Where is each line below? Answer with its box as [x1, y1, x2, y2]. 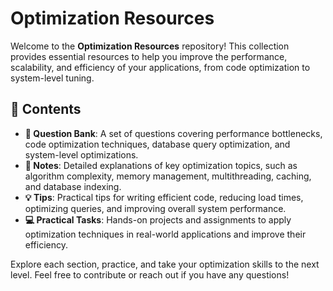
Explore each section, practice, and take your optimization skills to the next [10, 258, 320, 270]
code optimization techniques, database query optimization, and [24, 138, 291, 150]
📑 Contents [10, 101, 82, 118]
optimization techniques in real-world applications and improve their [24, 228, 307, 240]
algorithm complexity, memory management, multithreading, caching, [24, 170, 312, 182]
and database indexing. [24, 180, 122, 192]
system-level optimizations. [24, 148, 139, 161]
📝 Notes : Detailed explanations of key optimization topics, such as [24, 159, 298, 171]
